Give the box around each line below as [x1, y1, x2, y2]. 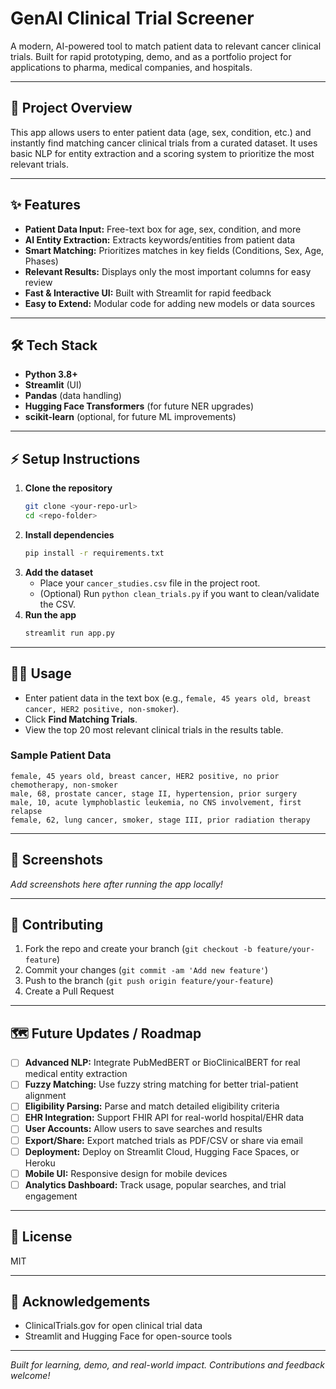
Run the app [24, 608, 77, 621]
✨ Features [10, 197, 81, 214]
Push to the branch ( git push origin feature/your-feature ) [24, 975, 274, 987]
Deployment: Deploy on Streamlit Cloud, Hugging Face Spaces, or [24, 1145, 300, 1157]
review [24, 276, 53, 288]
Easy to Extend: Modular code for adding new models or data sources [24, 297, 316, 309]
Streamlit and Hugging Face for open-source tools [24, 1330, 233, 1342]
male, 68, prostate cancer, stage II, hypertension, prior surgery [10, 788, 298, 799]
